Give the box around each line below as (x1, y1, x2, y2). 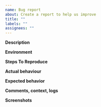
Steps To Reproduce (5, 59, 48, 65)
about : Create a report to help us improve (5, 12, 97, 17)
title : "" (5, 16, 26, 21)
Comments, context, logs (5, 88, 58, 94)
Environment (5, 49, 32, 55)
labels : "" (5, 21, 28, 26)
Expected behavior (5, 78, 45, 84)
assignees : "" (5, 26, 35, 31)
